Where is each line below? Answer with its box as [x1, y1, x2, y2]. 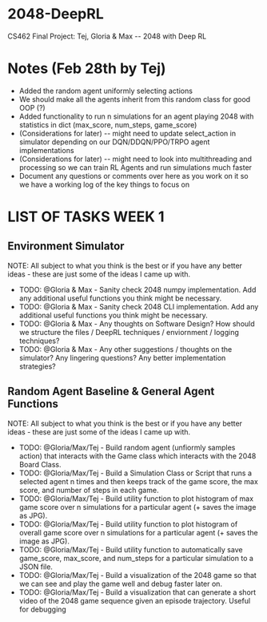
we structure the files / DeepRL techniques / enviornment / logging [18, 327, 239, 337]
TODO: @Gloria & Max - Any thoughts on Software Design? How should [18, 318, 255, 329]
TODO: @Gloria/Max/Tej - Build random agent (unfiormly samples [18, 442, 236, 452]
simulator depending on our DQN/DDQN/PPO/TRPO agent [18, 137, 210, 147]
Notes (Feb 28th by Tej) [7, 59, 166, 78]
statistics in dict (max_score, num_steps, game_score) [18, 119, 197, 129]
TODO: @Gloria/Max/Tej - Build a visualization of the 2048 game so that [18, 570, 257, 580]
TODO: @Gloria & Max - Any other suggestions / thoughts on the [18, 344, 233, 353]
